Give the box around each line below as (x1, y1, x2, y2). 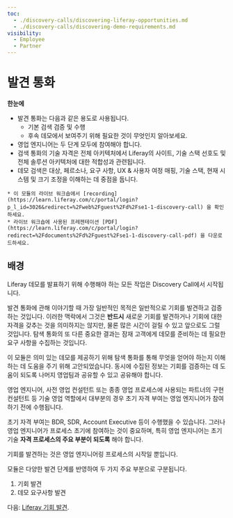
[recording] (83, 190, 118, 197)
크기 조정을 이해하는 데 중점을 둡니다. (38, 175, 138, 183)
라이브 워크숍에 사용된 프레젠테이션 (13, 218, 99, 225)
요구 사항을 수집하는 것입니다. (7, 338, 88, 346)
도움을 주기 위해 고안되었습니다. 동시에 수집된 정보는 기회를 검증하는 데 (27, 362, 219, 370)
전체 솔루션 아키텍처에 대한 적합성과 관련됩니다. (17, 158, 146, 166)
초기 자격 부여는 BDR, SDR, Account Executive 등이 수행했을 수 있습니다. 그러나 (7, 418, 226, 426)
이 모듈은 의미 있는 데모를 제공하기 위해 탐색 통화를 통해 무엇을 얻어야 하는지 (7, 353, 214, 361)
